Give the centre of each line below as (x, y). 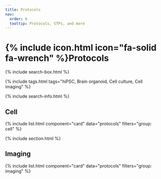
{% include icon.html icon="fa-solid (81, 48)
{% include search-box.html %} (37, 72)
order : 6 (19, 19)
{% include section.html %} (33, 138)
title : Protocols (23, 10)
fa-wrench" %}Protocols (57, 58)
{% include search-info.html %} (37, 96)
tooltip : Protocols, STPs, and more (47, 23)
